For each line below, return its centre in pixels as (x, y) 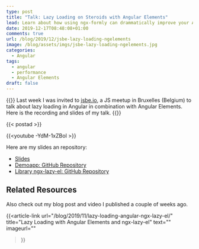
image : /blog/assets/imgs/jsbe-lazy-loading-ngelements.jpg (82, 45)
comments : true (25, 34)
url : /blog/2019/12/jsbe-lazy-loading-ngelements (69, 39)
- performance (29, 72)
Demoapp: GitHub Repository (51, 165)
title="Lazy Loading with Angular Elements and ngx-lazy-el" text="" (89, 222)
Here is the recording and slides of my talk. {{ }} (64, 113)
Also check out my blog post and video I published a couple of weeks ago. (97, 204)
